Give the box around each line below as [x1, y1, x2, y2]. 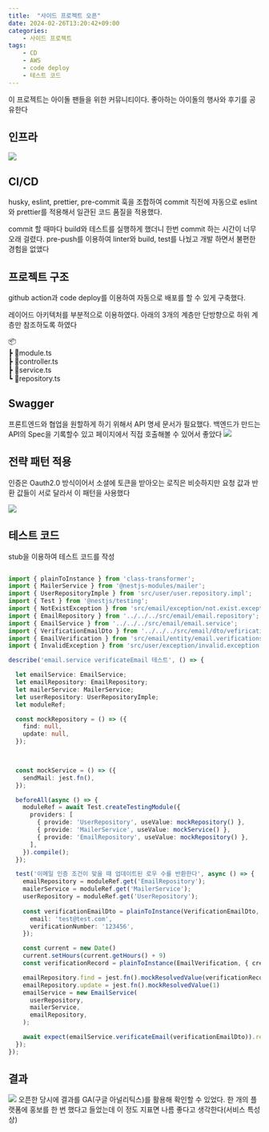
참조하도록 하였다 [22, 320, 78, 330]
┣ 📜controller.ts [8, 356, 58, 366]
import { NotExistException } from [8, 605, 127, 613]
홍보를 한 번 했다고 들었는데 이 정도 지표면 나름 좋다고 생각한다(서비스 [29, 1105, 246, 1114]
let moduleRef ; [15, 700, 66, 709]
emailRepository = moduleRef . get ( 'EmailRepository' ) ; [22, 878, 206, 886]
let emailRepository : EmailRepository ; [15, 678, 149, 686]
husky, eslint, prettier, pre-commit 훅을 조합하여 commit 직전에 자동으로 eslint [8, 197, 258, 207]
